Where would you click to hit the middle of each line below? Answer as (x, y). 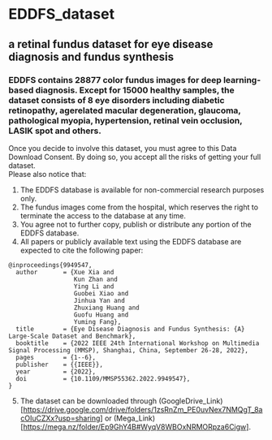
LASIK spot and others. (55, 131)
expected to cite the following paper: (82, 250)
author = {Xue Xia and (65, 272)
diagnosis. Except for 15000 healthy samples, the (135, 90)
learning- (242, 80)
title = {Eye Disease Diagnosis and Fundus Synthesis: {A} (130, 329)
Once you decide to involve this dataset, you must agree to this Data (123, 148)
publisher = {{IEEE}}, (60, 365)
